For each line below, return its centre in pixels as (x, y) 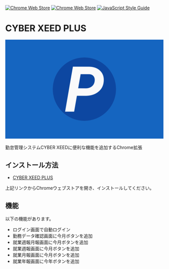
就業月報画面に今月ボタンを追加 (46, 255)
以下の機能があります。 (30, 219)
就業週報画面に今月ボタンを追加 (46, 249)
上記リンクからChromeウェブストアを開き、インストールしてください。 (80, 188)
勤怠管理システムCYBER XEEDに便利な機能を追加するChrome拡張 (74, 148)
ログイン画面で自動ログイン (41, 230)
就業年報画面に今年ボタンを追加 (46, 261)
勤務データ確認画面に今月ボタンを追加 (52, 236)
